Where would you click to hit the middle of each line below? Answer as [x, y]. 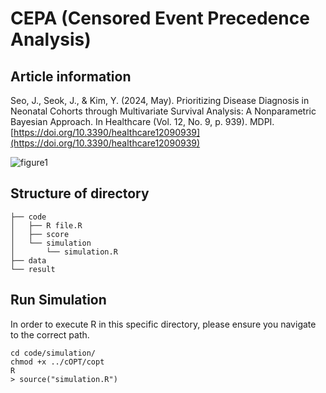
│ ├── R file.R [46, 225]
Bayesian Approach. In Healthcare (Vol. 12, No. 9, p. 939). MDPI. [142, 121]
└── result [33, 269]
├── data [28, 260]
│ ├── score [40, 234]
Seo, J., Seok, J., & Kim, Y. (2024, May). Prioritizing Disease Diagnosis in [160, 100]
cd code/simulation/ [53, 353]
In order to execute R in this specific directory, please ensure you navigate [163, 324]
